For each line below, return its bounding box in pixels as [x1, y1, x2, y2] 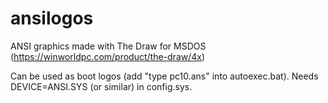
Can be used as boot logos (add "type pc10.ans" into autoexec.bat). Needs [10, 70, 319, 82]
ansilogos [10, 7, 94, 30]
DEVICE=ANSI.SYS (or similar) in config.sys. [10, 80, 193, 92]
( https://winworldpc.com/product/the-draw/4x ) [10, 50, 206, 62]
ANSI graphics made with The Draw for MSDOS [10, 40, 207, 52]
